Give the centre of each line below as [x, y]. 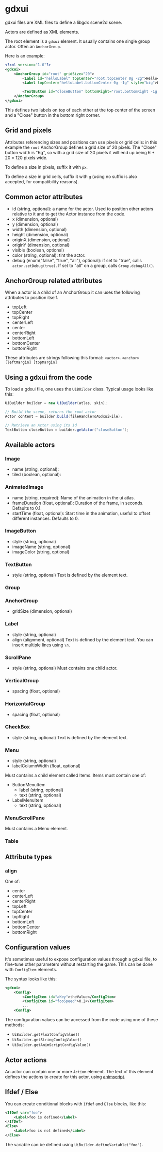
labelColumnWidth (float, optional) [46, 766]
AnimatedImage [24, 487]
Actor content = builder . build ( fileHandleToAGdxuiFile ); [64, 416]
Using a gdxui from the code [49, 377]
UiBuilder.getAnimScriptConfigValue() [51, 1045]
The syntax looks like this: [31, 979]
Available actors [30, 445]
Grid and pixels [28, 131]
